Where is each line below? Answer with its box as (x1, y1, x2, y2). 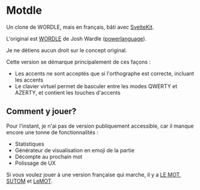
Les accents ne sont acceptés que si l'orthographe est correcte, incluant (14, 70, 195, 77)
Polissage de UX (14, 159, 56, 167)
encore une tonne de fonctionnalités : (6, 128, 99, 135)
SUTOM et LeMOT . (6, 177, 53, 185)
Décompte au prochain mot (14, 153, 83, 160)
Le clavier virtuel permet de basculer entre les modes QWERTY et (14, 82, 178, 90)
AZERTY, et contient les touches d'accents (14, 89, 121, 96)
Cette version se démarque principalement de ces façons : (6, 58, 151, 65)
